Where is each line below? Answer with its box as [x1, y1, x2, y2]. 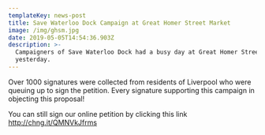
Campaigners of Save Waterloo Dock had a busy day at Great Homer [15, 48, 238, 56]
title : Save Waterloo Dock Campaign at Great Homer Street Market [8, 19, 231, 27]
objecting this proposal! [8, 94, 85, 103]
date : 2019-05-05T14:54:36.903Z [8, 33, 114, 42]
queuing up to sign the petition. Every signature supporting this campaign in [8, 85, 255, 95]
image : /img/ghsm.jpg [8, 26, 80, 34]
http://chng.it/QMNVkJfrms [8, 118, 97, 127]
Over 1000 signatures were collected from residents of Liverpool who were [8, 77, 252, 87]
